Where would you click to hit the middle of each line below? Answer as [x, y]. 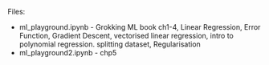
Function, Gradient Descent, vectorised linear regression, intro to [126, 36]
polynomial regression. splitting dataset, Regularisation [110, 44]
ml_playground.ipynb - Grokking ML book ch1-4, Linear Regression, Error [140, 27]
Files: [16, 12]
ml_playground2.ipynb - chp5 [68, 53]
